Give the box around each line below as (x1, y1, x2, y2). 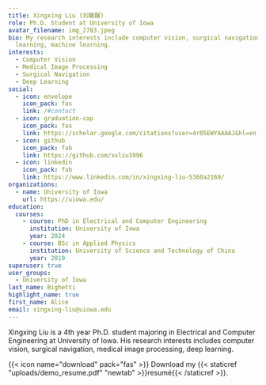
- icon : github (15, 136, 66, 145)
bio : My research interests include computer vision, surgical (8, 33, 222, 42)
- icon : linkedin (15, 159, 73, 167)
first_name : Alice (8, 298, 69, 306)
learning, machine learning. (15, 41, 112, 49)
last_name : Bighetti (8, 284, 77, 292)
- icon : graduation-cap (15, 115, 93, 123)
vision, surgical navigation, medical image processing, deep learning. (8, 344, 234, 353)
